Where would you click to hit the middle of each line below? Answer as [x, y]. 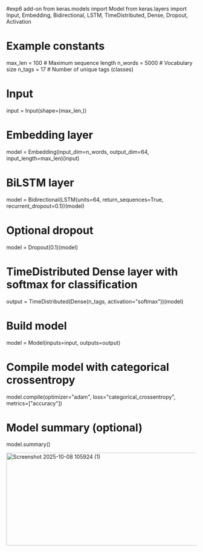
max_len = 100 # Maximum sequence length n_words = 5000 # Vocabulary [99, 62]
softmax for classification [72, 284]
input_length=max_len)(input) [43, 158]
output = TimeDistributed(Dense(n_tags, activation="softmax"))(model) [95, 301]
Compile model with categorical [88, 367]
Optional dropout [50, 230]
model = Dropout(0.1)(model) [42, 247]
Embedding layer [50, 135]
